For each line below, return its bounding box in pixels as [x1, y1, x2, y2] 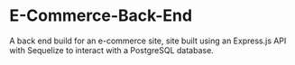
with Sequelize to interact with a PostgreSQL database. [9, 44, 214, 55]
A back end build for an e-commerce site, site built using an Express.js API [9, 35, 287, 46]
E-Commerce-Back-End [9, 5, 192, 26]
